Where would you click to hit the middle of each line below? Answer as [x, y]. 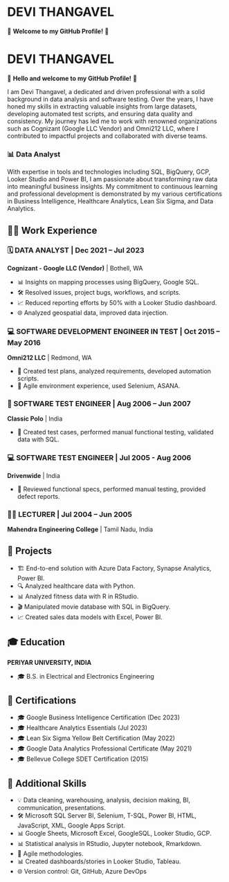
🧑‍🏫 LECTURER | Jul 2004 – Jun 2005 [70, 514]
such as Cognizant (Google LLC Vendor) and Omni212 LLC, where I [103, 128]
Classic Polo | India [35, 419]
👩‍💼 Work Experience [52, 230]
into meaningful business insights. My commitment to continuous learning [112, 187]
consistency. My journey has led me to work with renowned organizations [112, 121]
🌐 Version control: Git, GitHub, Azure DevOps [82, 872]
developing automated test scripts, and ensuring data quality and [100, 113]
